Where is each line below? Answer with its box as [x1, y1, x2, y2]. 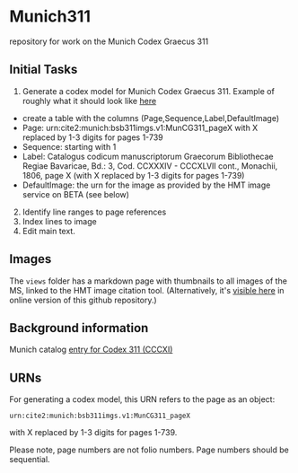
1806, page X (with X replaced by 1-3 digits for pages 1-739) [22, 170, 245, 180]
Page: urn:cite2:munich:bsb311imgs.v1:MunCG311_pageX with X [22, 122, 259, 133]
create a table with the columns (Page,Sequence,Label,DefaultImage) [22, 112, 280, 123]
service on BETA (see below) [22, 188, 130, 199]
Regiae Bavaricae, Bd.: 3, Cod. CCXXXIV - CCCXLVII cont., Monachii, [22, 160, 278, 171]
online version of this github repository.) [9, 294, 157, 305]
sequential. [9, 454, 51, 465]
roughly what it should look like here [22, 95, 157, 106]
